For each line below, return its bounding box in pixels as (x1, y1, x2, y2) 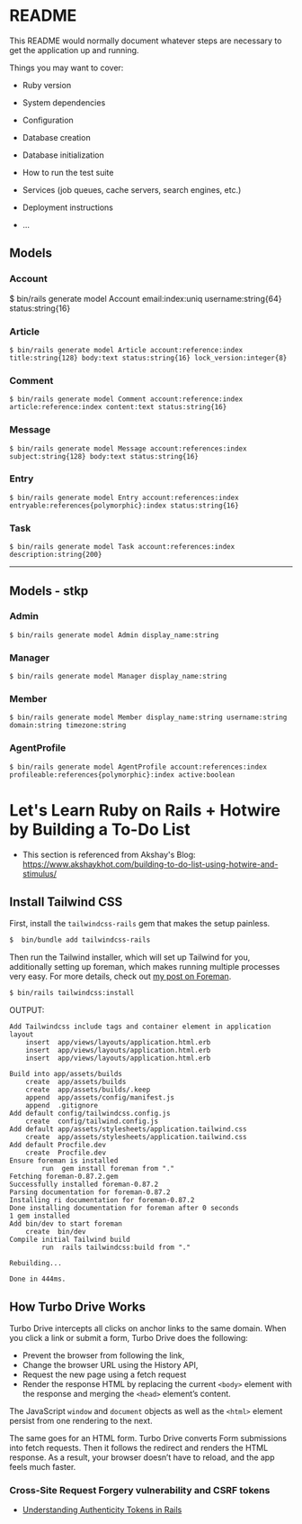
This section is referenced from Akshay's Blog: (22, 849, 196, 860)
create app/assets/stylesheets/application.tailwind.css (25, 1133, 247, 1142)
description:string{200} (9, 551, 102, 560)
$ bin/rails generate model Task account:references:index (9, 543, 235, 552)
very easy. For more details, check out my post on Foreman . (9, 971, 232, 982)
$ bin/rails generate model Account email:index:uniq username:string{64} (9, 293, 282, 304)
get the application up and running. (9, 44, 139, 55)
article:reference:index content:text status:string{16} (9, 403, 227, 412)
